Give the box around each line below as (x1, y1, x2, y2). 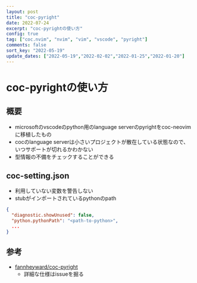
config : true (6, 31, 39, 37)
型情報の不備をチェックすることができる (14, 153, 114, 160)
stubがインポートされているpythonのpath (14, 195, 117, 202)
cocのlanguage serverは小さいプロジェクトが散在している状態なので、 (14, 138, 189, 145)
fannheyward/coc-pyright (14, 263, 79, 270)
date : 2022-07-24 (6, 20, 49, 26)
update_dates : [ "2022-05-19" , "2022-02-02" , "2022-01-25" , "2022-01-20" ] (6, 53, 185, 59)
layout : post (6, 8, 39, 15)
